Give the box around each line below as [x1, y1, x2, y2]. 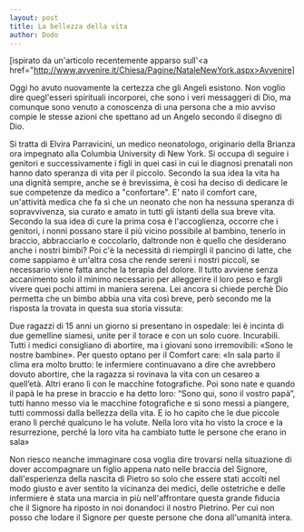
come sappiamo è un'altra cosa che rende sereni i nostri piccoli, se [9, 255, 260, 266]
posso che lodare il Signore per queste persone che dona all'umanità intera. [9, 512, 293, 523]
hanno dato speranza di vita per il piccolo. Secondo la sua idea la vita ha [9, 167, 280, 178]
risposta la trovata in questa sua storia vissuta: [9, 303, 183, 314]
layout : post [9, 13, 59, 23]
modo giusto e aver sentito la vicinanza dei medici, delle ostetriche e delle [9, 483, 286, 494]
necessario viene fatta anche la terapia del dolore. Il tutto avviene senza [9, 265, 279, 276]
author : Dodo [9, 30, 59, 39]
